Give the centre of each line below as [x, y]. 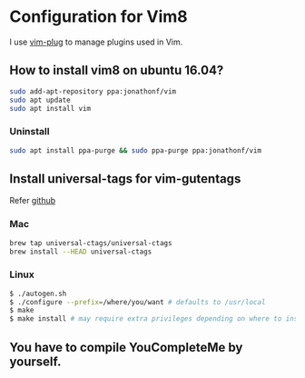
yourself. [35, 361]
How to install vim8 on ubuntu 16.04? [117, 70]
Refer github [33, 201]
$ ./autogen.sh [38, 293]
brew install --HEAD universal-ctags [81, 252]
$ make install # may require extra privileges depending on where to [146, 319]
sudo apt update [40, 100]
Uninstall [30, 132]
